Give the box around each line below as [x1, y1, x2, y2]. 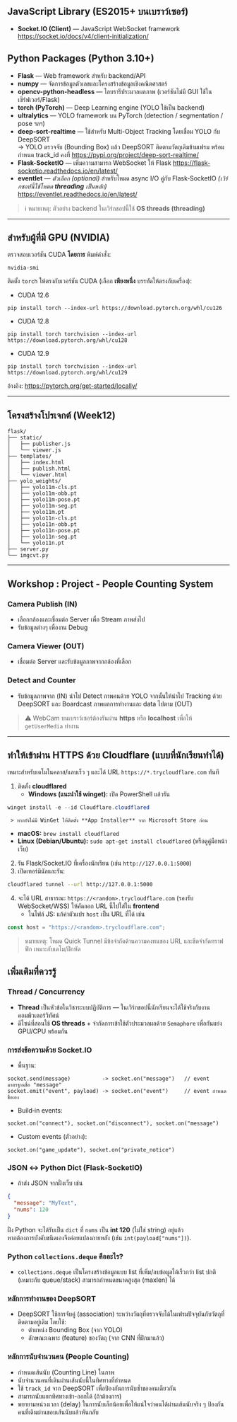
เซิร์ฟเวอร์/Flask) [17, 95, 60, 103]
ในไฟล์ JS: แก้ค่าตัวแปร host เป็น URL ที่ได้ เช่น [28, 910, 145, 919]
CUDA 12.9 [17, 350, 49, 358]
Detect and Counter [7, 675, 76, 685]
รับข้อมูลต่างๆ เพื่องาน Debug [17, 623, 88, 631]
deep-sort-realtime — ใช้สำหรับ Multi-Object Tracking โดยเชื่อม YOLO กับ [17, 127, 221, 135]
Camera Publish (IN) [7, 599, 78, 609]
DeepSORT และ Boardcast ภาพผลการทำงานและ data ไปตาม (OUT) [17, 699, 193, 708]
